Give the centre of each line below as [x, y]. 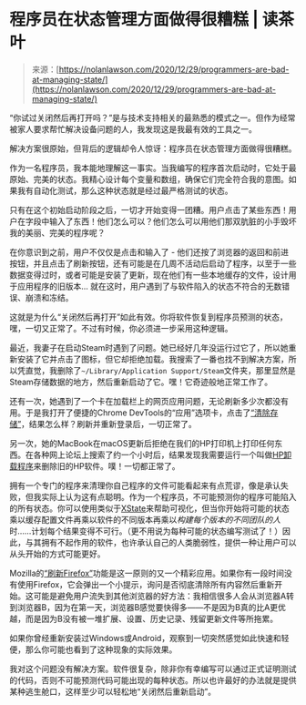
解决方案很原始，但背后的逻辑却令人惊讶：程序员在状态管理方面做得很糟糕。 [153, 148]
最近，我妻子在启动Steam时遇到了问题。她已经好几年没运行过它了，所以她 [149, 347]
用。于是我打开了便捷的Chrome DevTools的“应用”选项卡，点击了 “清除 [140, 413]
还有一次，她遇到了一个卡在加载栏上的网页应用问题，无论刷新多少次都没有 [149, 401]
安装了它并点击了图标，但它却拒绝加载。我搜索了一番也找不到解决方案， [153, 359]
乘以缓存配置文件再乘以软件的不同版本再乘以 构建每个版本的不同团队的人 [145, 519]
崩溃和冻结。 [49, 297]
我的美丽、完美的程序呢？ [57, 232]
